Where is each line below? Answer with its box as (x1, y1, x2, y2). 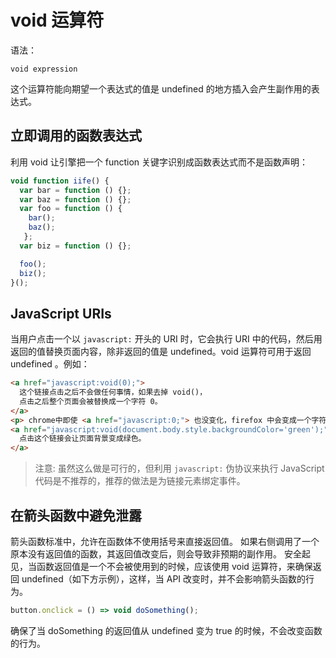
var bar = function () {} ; (19, 185, 132, 195)
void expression (10, 64, 78, 74)
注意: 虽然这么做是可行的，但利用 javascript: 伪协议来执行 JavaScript (34, 462, 325, 475)
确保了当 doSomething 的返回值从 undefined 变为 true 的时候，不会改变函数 (10, 624, 323, 636)
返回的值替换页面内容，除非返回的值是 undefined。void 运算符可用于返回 (10, 346, 312, 358)
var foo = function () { (19, 204, 123, 214)
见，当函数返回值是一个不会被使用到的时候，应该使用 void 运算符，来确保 (10, 561, 313, 572)
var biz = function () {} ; (19, 241, 132, 251)
